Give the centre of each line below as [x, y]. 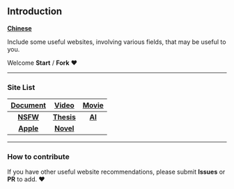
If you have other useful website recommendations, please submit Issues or [116, 172]
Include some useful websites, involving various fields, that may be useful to [117, 42]
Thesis [64, 117]
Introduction [35, 12]
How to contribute [38, 157]
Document [29, 105]
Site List [21, 87]
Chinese [20, 28]
